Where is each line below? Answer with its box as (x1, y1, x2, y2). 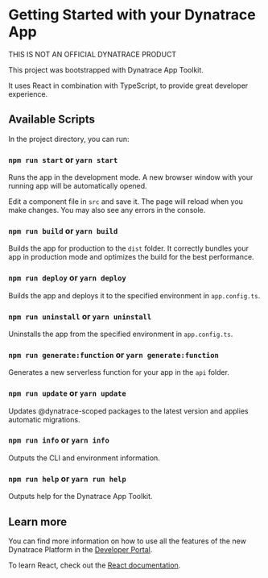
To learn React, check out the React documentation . (8, 560, 181, 570)
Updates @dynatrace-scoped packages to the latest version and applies (8, 405, 249, 416)
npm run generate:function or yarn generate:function (8, 349, 219, 360)
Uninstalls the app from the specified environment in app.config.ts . (8, 329, 233, 339)
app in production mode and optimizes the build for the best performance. (8, 252, 255, 262)
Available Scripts (8, 113, 95, 127)
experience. (8, 89, 48, 98)
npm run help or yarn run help (8, 473, 126, 484)
